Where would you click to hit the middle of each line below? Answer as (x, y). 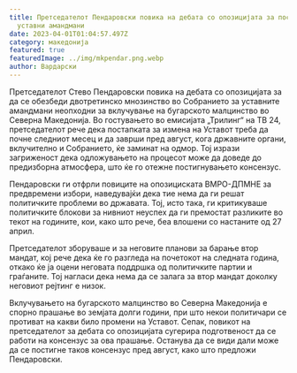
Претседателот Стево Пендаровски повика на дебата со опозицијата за (146, 91)
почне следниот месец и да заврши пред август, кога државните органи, (148, 139)
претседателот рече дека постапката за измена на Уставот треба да (139, 129)
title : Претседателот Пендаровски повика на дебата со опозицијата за (142, 17)
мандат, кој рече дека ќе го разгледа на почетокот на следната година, (145, 257)
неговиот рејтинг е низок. (57, 285)
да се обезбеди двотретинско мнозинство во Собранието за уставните (145, 101)
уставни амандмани (51, 26)
